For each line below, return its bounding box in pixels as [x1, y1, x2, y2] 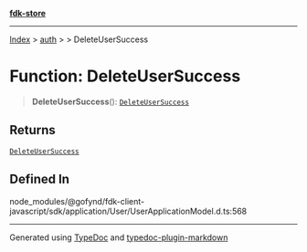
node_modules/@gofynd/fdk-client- [9, 195, 144, 206]
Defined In [9, 172, 70, 187]
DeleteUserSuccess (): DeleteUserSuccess [31, 96, 190, 107]
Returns [9, 122, 57, 138]
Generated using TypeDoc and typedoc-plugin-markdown [9, 232, 228, 243]
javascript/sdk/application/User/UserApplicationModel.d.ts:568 [9, 205, 248, 216]
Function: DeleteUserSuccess [9, 66, 241, 87]
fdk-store [9, 8, 47, 18]
